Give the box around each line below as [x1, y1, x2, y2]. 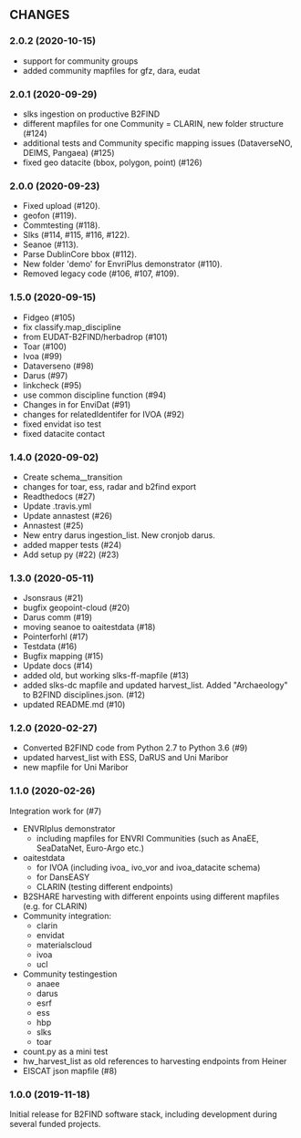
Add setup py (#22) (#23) [22, 549, 119, 560]
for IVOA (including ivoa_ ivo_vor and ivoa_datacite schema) [36, 862, 261, 873]
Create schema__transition [22, 471, 123, 482]
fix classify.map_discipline [22, 321, 121, 332]
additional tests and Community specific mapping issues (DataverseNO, [22, 137, 294, 149]
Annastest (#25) [22, 520, 84, 531]
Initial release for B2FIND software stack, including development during [9, 1109, 278, 1120]
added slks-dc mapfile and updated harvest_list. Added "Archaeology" [22, 679, 289, 691]
